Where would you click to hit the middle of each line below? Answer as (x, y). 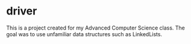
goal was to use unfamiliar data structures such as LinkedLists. (84, 34)
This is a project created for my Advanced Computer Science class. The (96, 28)
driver (22, 11)
